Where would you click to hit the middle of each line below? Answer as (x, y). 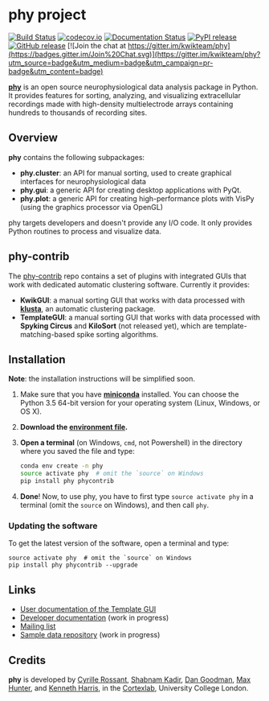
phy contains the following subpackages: (77, 157)
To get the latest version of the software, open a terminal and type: (119, 543)
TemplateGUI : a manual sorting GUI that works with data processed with (140, 317)
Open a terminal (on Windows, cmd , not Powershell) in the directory (131, 443)
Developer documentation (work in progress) (94, 618)
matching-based (47, 334)
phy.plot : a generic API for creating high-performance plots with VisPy (137, 198)
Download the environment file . (74, 427)
